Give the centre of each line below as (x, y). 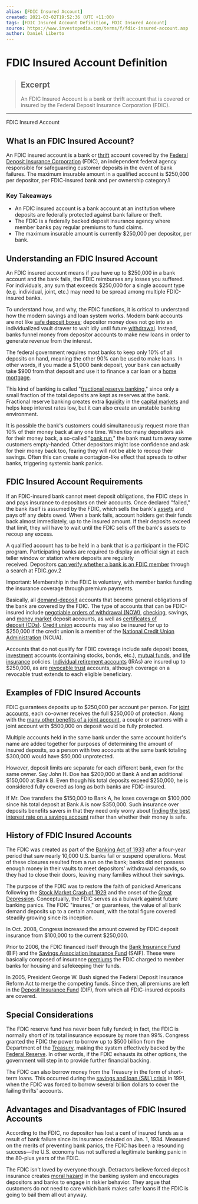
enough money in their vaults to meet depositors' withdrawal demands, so (96, 868)
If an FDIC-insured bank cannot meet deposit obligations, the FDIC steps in (97, 496)
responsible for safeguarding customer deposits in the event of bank (89, 168)
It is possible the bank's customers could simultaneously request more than (98, 426)
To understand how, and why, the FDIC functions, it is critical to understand (98, 310)
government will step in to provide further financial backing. (79, 1061)
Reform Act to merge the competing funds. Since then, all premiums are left (98, 984)
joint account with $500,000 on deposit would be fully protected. (85, 726)
